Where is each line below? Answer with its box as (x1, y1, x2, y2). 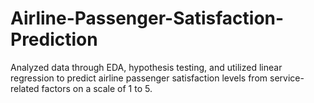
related (10, 82, 40, 94)
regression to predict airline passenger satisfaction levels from (10, 72, 268, 84)
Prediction (10, 28, 98, 51)
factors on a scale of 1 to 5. (41, 82, 153, 94)
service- (269, 72, 305, 84)
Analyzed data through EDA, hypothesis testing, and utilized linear (10, 61, 283, 73)
